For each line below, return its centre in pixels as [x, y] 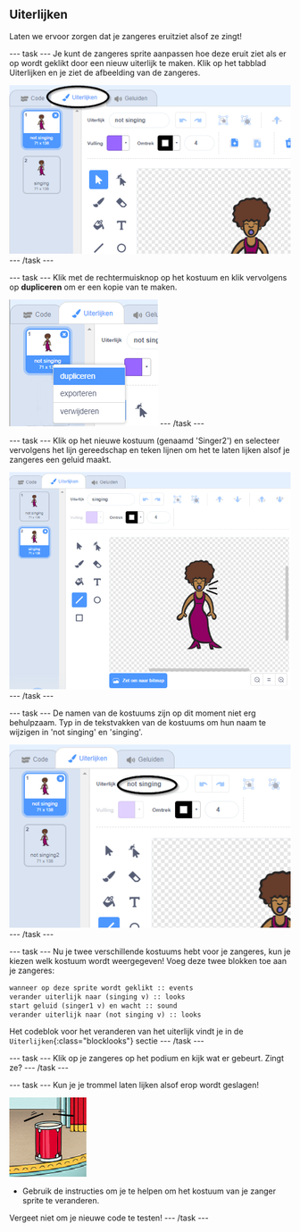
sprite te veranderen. [61, 1200]
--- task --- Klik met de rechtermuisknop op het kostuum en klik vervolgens [148, 278]
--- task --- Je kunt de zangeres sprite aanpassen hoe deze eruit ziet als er [148, 54]
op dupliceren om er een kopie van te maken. [93, 287]
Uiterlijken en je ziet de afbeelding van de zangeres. [105, 72]
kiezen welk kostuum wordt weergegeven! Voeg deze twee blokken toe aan [148, 960]
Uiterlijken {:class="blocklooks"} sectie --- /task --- [107, 1041]
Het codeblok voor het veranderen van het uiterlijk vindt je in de [126, 1031]
